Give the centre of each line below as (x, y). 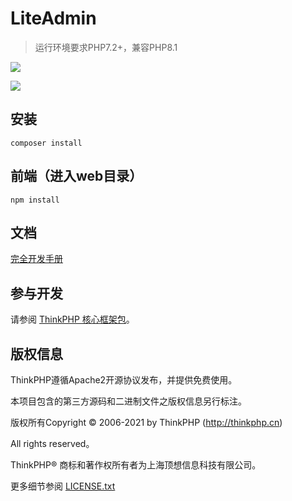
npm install (35, 200)
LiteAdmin (53, 18)
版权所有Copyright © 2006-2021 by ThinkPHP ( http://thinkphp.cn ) (146, 422)
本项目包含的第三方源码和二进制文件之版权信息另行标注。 (128, 401)
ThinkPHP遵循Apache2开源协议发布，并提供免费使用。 (124, 380)
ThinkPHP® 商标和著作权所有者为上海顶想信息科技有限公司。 (136, 465)
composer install (46, 143)
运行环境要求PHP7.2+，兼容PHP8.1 (106, 47)
